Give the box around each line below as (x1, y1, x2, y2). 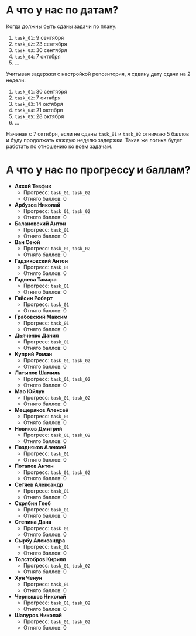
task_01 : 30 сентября (14, 88, 67, 95)
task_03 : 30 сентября (14, 46, 67, 53)
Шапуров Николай (14, 611, 63, 618)
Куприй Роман (14, 350, 53, 357)
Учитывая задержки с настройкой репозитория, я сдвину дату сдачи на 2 (6, 70, 191, 77)
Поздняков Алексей (14, 444, 67, 451)
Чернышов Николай (14, 593, 66, 600)
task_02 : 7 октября (14, 94, 61, 101)
